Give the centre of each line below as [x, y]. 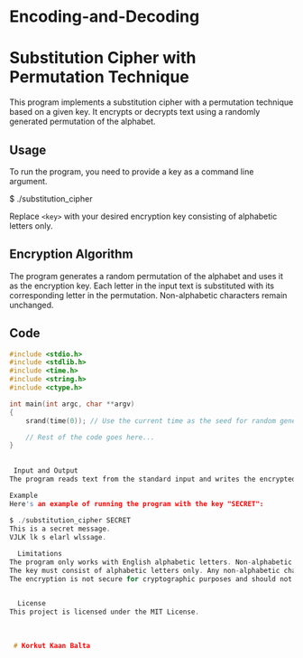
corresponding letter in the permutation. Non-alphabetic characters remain [148, 295]
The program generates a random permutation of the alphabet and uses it [147, 276]
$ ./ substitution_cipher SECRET [70, 521]
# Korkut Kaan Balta [52, 645]
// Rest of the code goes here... [90, 437]
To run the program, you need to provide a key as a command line [132, 171]
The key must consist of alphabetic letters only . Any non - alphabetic [145, 570]
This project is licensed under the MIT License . [105, 612]
